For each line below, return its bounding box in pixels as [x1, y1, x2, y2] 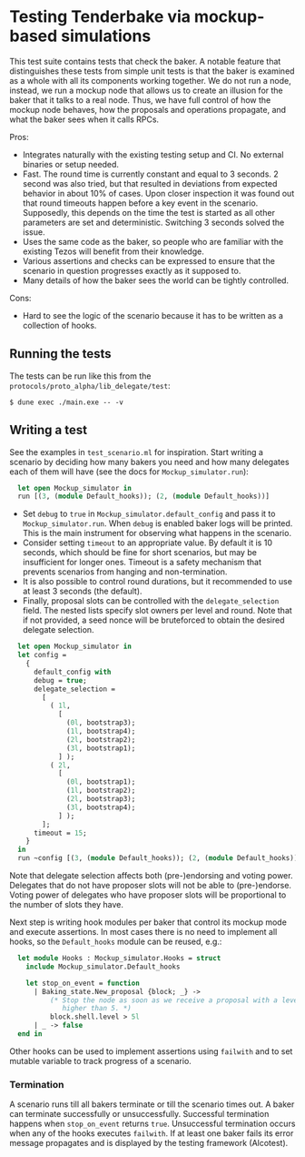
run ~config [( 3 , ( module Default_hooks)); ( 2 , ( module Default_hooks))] [17, 854, 302, 863]
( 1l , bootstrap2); [66, 786, 136, 796]
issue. [22, 226, 45, 238]
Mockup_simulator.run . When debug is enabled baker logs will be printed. [22, 518, 293, 529]
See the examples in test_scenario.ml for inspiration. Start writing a [9, 446, 263, 457]
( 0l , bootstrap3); [66, 718, 136, 727]
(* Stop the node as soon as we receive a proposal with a [49, 995, 279, 1005]
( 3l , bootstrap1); [66, 744, 136, 753]
